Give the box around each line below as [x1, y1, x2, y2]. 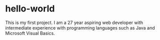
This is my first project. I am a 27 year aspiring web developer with [5, 19, 143, 25]
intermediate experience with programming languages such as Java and [5, 24, 155, 30]
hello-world [5, 3, 55, 14]
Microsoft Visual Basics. [5, 30, 55, 36]
